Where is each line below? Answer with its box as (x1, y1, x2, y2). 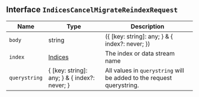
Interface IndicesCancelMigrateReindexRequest (6, 5, 178, 15)
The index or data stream (105, 49, 175, 57)
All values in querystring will (105, 66, 185, 75)
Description (130, 22, 165, 30)
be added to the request (105, 73, 172, 82)
